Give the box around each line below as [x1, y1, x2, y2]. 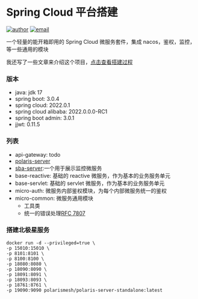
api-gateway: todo [14, 151, 61, 158]
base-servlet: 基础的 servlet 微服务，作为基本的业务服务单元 [14, 180, 165, 187]
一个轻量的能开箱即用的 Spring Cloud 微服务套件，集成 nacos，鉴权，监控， [6, 38, 196, 45]
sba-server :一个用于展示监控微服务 [14, 165, 102, 172]
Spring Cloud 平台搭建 [6, 5, 119, 19]
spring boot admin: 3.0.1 [14, 115, 75, 122]
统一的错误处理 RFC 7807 [23, 210, 85, 217]
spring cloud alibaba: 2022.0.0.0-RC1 [14, 108, 108, 115]
